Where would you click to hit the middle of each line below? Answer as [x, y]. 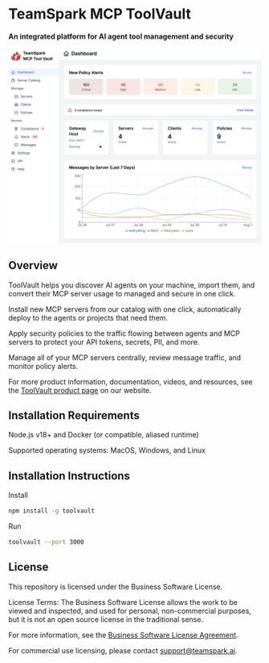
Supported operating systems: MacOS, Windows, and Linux [107, 450]
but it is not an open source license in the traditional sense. [106, 619]
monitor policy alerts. [43, 366]
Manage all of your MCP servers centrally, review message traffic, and [125, 357]
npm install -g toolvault [51, 511]
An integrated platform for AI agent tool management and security [121, 36]
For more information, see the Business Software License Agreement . [123, 635]
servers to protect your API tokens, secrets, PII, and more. [104, 342]
